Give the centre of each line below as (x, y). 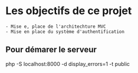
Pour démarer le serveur (51, 50)
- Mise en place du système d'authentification (65, 31)
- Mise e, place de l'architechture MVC (56, 26)
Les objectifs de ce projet (69, 11)
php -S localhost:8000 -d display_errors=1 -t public (68, 64)
